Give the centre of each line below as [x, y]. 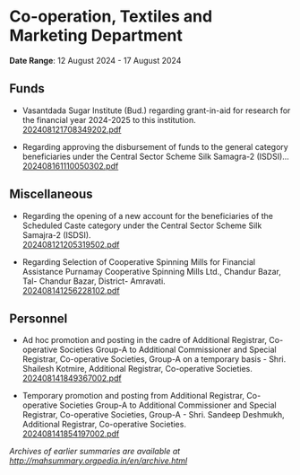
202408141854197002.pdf [71, 434]
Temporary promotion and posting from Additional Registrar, [133, 396]
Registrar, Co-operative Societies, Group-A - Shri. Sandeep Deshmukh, [153, 415]
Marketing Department [96, 35]
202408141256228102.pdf [71, 290]
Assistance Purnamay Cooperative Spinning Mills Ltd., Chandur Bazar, [152, 271]
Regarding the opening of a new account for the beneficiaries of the [147, 216]
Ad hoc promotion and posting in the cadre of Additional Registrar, [144, 340]
